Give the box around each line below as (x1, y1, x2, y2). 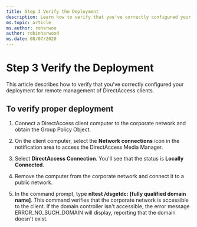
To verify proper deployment (6, 104, 114, 114)
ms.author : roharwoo (6, 25, 57, 31)
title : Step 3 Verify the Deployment (6, 8, 99, 15)
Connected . (14, 161, 44, 168)
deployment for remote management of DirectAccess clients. (6, 86, 155, 94)
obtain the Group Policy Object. (14, 126, 91, 133)
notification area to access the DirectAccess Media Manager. (14, 143, 163, 151)
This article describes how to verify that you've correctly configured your (6, 81, 184, 88)
